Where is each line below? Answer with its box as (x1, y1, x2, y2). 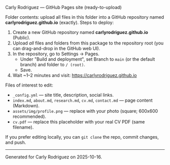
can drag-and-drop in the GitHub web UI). (12, 46, 100, 51)
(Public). (12, 35, 30, 40)
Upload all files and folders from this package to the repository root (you (12, 40, 164, 46)
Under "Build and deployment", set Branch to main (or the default (20, 56, 155, 62)
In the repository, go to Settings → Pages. (12, 51, 100, 57)
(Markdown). (12, 103, 39, 108)
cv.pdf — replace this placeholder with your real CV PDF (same (12, 119, 145, 125)
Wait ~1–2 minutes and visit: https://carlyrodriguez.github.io (12, 72, 137, 78)
